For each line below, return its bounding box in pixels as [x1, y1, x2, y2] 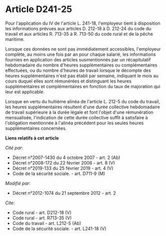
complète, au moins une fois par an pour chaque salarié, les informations [5, 51, 156, 57]
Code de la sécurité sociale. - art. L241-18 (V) [12, 225, 107, 231]
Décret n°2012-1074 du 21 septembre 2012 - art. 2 [12, 190, 116, 196]
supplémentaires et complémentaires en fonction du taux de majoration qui [5, 83, 160, 89]
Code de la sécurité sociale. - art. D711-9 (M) [12, 170, 105, 177]
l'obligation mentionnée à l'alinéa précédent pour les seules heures [5, 120, 144, 126]
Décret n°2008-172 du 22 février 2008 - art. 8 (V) [12, 160, 115, 166]
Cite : [5, 200, 15, 206]
